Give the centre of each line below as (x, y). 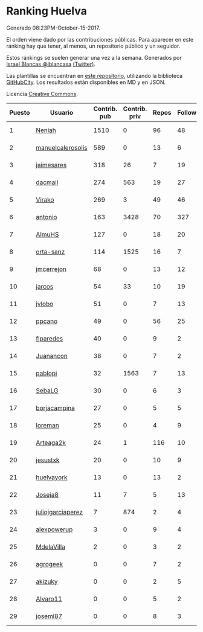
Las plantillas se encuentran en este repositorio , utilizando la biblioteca (95, 75)
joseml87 (49, 616)
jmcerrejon (51, 269)
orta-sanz (50, 252)
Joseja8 (47, 494)
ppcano (47, 321)
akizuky (47, 581)
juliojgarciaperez (60, 512)
